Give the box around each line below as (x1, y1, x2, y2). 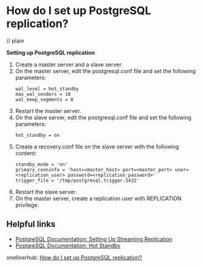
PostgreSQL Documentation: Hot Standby (15, 242, 121, 249)
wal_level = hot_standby (15, 85, 79, 92)
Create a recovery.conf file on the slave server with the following (15, 142, 179, 150)
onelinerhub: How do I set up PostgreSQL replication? (6, 253, 142, 261)
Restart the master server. (15, 107, 82, 114)
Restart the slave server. (15, 188, 77, 195)
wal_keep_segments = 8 (15, 96, 74, 103)
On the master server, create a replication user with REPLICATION (15, 195, 182, 202)
